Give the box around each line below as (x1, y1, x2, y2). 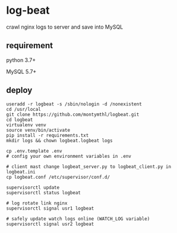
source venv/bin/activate (6, 127, 70, 133)
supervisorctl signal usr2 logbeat (6, 221, 94, 227)
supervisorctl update (6, 184, 60, 191)
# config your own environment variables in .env (6, 153, 132, 159)
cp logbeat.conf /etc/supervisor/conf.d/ (6, 174, 110, 180)
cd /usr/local (6, 106, 42, 112)
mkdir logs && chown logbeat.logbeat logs (6, 138, 113, 144)
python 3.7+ (6, 56, 36, 63)
